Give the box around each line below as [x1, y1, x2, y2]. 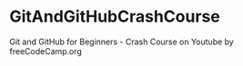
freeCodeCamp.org [9, 45, 82, 56]
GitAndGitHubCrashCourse [9, 6, 220, 27]
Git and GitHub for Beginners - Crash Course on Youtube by [9, 36, 234, 47]
